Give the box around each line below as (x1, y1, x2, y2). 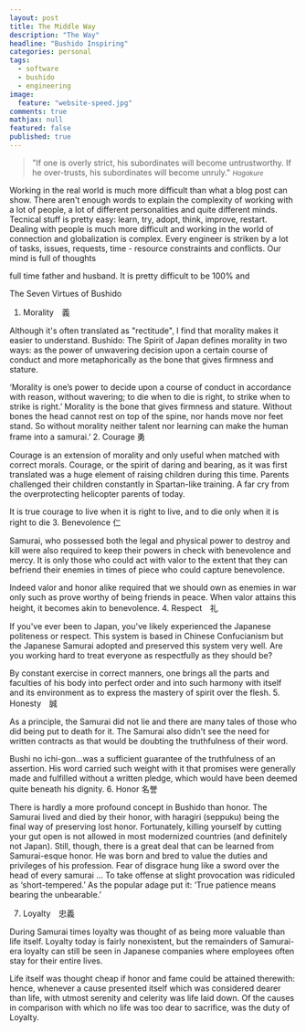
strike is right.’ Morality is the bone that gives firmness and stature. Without (9, 401, 292, 412)
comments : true (9, 107, 68, 116)
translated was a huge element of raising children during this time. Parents (9, 469, 290, 479)
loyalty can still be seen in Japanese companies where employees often (24, 945, 295, 956)
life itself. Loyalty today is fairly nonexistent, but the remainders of (9, 935, 259, 946)
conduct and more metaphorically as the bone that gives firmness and (9, 353, 274, 365)
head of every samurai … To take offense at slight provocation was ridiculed (9, 869, 295, 880)
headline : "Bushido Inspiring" (9, 38, 129, 48)
